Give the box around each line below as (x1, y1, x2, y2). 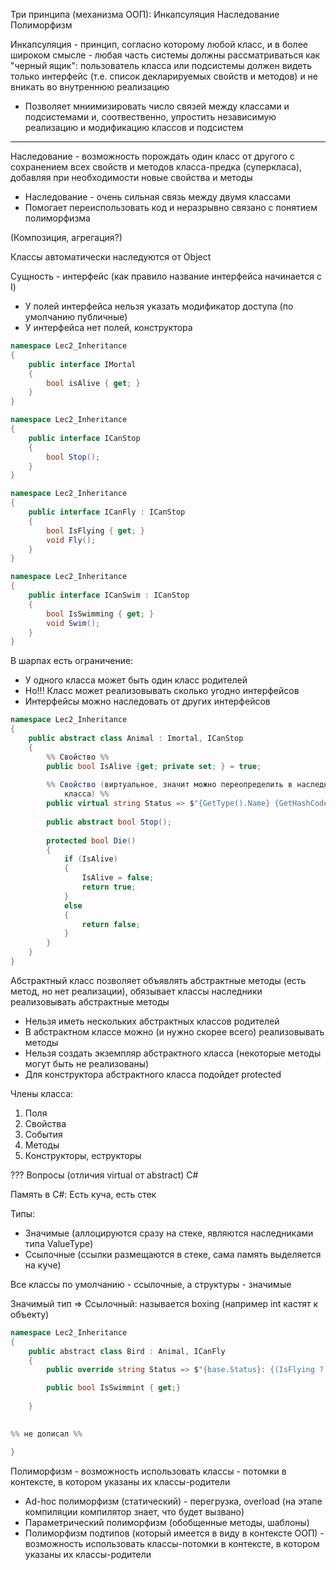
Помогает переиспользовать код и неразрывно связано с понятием (24, 202, 318, 213)
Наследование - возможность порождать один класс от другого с (10, 150, 296, 162)
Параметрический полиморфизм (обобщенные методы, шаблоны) (24, 1516, 310, 1528)
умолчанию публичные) (24, 311, 128, 323)
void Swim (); (46, 618, 101, 628)
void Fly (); (46, 535, 97, 545)
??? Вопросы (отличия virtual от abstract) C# (10, 1169, 199, 1181)
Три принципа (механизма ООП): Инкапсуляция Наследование (10, 9, 280, 20)
